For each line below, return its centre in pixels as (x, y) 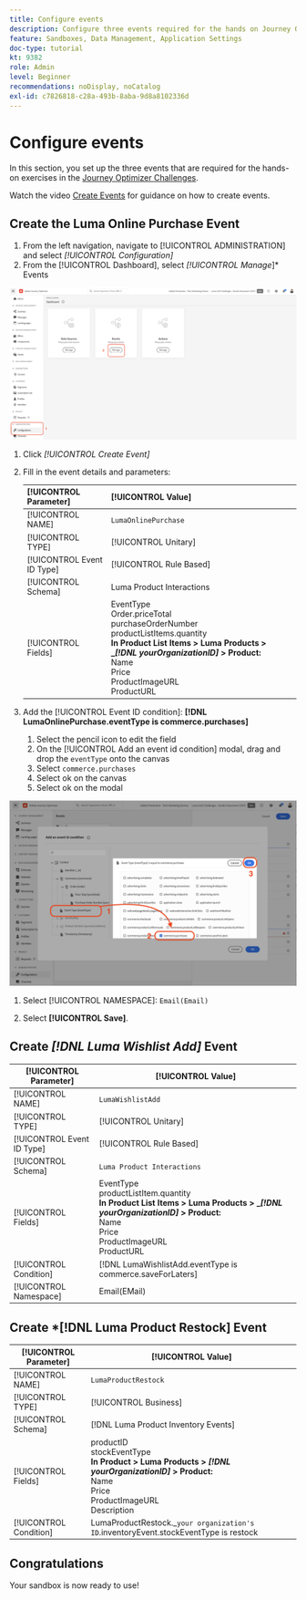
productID (110, 1442)
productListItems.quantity (159, 633)
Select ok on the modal (79, 787)
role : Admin (32, 68)
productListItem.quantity (145, 1193)
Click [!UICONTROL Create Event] (86, 454)
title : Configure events (56, 19)
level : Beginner (40, 78)
